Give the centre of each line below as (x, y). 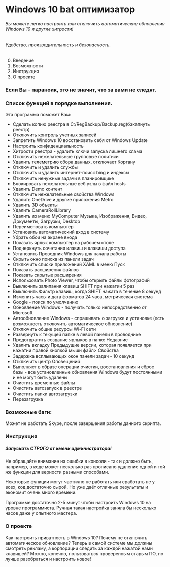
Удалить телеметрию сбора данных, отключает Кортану (74, 162)
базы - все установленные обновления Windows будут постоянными (88, 372)
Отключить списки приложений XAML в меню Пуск (69, 264)
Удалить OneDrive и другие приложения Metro (63, 200)
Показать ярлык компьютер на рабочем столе (63, 243)
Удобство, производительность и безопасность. (58, 45)
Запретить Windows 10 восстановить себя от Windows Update (80, 140)
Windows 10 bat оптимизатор (70, 9)
